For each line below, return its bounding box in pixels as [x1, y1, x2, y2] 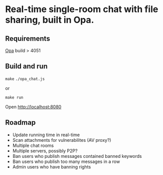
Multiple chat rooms [12, 142, 54, 148]
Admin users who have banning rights [12, 163, 91, 169]
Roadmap [5, 118, 36, 127]
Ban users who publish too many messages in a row [12, 158, 120, 164]
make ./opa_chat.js [5, 76, 45, 81]
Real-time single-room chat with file [5, 4, 158, 15]
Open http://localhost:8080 [5, 104, 62, 110]
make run [5, 95, 24, 100]
